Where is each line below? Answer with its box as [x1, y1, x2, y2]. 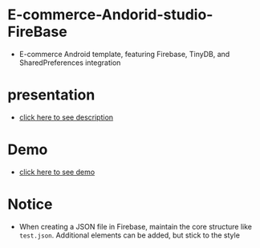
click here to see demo [18, 167, 95, 177]
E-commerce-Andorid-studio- [7, 6, 213, 24]
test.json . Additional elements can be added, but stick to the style [18, 230, 240, 240]
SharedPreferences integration [18, 58, 121, 67]
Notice [7, 195, 53, 213]
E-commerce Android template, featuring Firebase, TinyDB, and [18, 49, 230, 59]
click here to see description [18, 112, 114, 122]
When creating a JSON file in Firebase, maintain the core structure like [18, 222, 252, 231]
